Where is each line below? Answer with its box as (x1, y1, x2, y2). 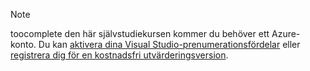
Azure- (271, 28, 301, 39)
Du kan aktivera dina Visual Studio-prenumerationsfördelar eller (38, 39, 301, 50)
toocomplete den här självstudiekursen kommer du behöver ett (10, 28, 270, 39)
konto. (10, 39, 37, 50)
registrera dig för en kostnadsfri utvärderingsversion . (10, 49, 229, 61)
